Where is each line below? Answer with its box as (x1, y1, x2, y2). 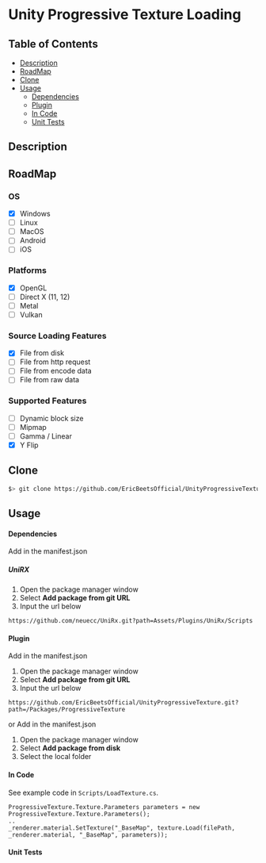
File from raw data (19, 375, 80, 385)
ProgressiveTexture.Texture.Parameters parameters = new (8, 803, 200, 811)
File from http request (19, 357, 91, 366)
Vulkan (19, 309, 43, 319)
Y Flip (19, 440, 39, 450)
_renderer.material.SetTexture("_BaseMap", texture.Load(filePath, (8, 823, 236, 832)
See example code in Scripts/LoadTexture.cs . (8, 788, 159, 797)
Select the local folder (19, 752, 92, 761)
